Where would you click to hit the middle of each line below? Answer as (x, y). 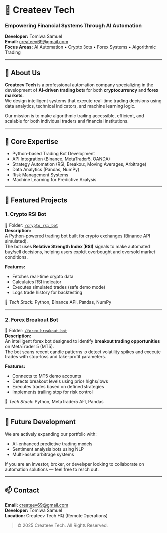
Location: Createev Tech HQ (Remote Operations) (56, 515)
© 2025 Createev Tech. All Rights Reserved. (63, 525)
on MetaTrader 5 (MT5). (30, 347)
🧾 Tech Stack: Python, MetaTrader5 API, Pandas (54, 402)
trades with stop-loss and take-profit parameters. (56, 357)
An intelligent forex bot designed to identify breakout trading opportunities (83, 341)
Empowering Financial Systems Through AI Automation (74, 26)
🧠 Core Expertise (32, 141)
